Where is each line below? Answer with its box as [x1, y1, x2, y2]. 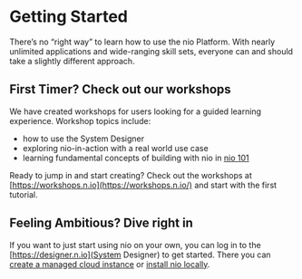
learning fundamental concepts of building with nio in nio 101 [22, 152, 249, 163]
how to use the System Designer [22, 133, 145, 144]
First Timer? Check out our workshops [9, 82, 231, 97]
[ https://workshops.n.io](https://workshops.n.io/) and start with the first [9, 179, 278, 190]
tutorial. [9, 188, 38, 200]
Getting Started [9, 6, 129, 27]
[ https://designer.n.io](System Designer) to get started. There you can [9, 249, 271, 260]
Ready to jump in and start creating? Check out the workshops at [9, 169, 252, 180]
